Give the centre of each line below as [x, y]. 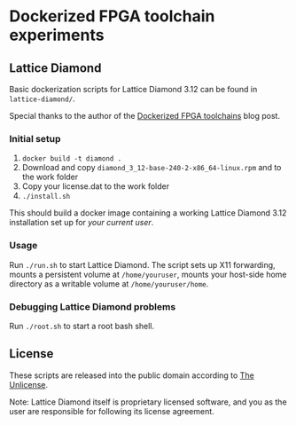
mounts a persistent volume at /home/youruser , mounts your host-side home [148, 274]
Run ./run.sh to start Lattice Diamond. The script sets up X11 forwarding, [143, 264]
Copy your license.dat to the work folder [96, 186]
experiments [57, 35]
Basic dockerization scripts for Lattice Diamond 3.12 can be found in [133, 89]
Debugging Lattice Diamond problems [93, 306]
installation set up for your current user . [82, 223]
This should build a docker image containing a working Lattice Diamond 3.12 [148, 213]
